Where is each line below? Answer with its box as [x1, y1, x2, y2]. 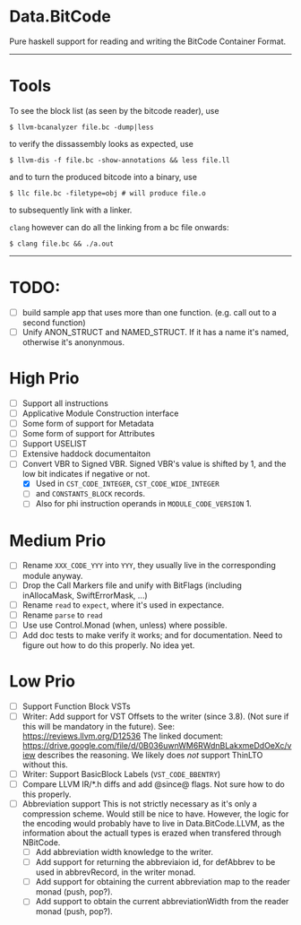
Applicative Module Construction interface [21, 408, 179, 419]
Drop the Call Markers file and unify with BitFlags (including [21, 580, 242, 591]
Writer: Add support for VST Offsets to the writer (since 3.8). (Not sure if [21, 711, 289, 722]
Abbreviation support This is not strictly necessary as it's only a [21, 799, 257, 808]
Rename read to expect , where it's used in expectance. [21, 599, 225, 610]
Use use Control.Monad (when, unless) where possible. [21, 619, 228, 630]
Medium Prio [9, 531, 107, 550]
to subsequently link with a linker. [9, 204, 133, 215]
